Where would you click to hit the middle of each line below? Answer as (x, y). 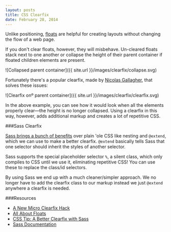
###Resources (21, 198)
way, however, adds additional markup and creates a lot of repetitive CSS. (83, 116)
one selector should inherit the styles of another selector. (66, 147)
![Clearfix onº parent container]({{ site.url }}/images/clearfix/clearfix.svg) (82, 96)
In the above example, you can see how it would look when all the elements (85, 105)
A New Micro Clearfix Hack (41, 208)
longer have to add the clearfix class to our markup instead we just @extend (84, 183)
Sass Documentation (34, 224)
